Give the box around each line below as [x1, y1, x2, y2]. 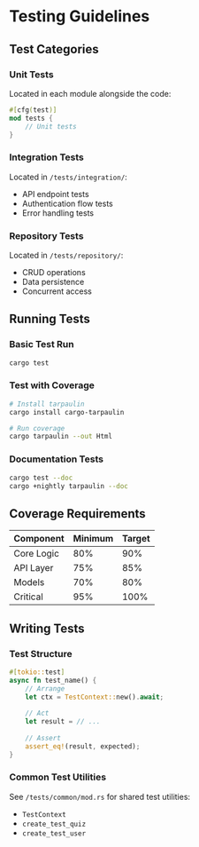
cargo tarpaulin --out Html [9, 432, 113, 441]
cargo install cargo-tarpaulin [9, 408, 125, 416]
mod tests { [9, 114, 53, 123]
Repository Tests [9, 229, 84, 241]
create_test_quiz [21, 819, 87, 828]
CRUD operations [21, 266, 86, 277]
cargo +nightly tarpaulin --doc [9, 481, 128, 490]
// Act [25, 708, 50, 718]
